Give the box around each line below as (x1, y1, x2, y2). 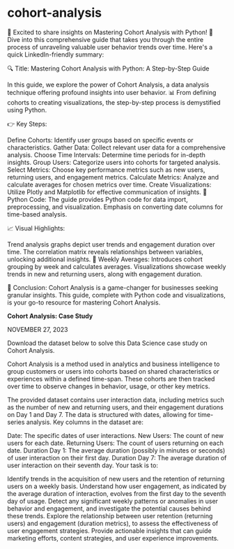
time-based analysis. (7, 210, 68, 218)
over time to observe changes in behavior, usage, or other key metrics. (7, 382, 210, 390)
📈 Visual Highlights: (7, 224, 65, 232)
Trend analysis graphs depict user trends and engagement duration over (7, 240, 215, 249)
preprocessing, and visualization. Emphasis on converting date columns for (7, 203, 224, 211)
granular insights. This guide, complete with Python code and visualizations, (7, 291, 226, 299)
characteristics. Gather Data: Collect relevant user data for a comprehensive (7, 143, 226, 152)
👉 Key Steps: (7, 119, 47, 128)
